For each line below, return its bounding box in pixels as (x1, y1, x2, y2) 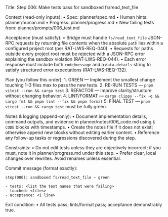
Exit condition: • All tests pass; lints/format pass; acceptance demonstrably (5, 202, 162, 207)
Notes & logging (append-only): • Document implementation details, (5, 113, 148, 119)
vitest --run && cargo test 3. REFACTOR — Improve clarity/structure (5, 88, 152, 93)
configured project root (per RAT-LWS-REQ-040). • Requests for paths (5, 46, 153, 51)
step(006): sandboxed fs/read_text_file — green (5, 175, 110, 180)
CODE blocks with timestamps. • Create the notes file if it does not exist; (5, 124, 153, 130)
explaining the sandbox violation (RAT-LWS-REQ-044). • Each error (5, 56, 147, 62)
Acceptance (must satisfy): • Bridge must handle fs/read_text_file (5, 35, 147, 40)
